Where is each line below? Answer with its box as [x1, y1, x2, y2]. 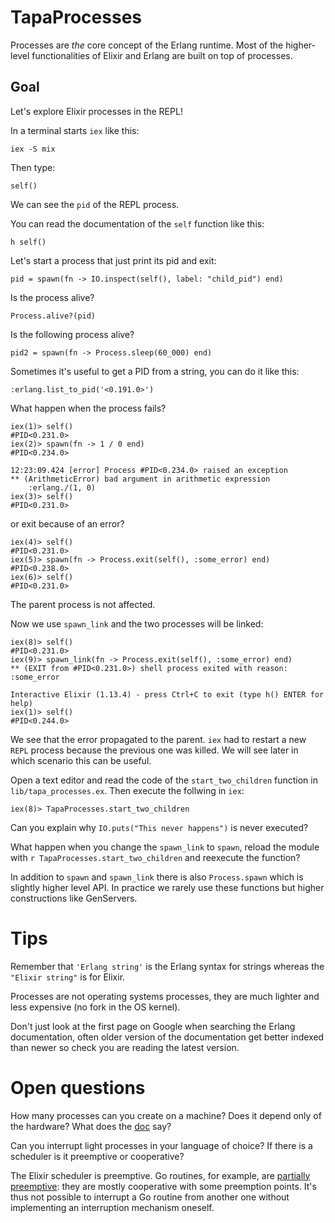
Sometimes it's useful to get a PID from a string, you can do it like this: [10, 365, 300, 377]
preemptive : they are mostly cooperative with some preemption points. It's [10, 1180, 317, 1192]
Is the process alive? [10, 291, 95, 303]
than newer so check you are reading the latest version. [10, 1041, 240, 1053]
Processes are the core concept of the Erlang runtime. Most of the [10, 39, 284, 51]
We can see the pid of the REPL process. [10, 198, 180, 210]
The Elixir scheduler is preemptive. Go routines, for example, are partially [10, 1169, 311, 1181]
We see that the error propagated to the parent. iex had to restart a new [10, 733, 307, 745]
